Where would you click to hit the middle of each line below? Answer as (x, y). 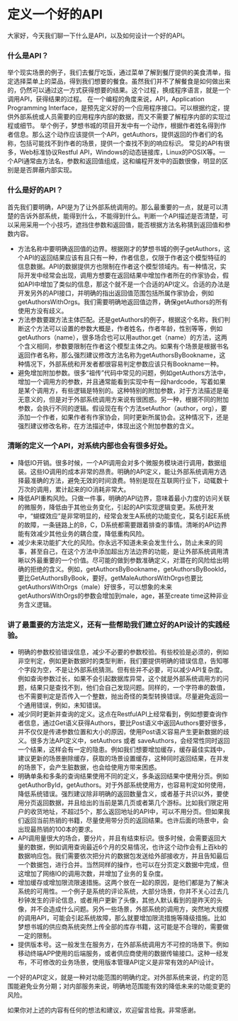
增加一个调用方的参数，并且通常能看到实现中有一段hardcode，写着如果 (121, 381)
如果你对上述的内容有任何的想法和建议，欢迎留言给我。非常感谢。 (103, 1010)
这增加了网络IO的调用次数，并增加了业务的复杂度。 (92, 874)
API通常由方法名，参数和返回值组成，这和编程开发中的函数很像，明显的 (118, 161)
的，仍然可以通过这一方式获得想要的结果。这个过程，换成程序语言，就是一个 (119, 90)
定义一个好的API (55, 15)
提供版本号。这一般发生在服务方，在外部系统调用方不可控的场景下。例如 (123, 944)
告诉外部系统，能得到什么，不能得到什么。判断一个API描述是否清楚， (121, 216)
